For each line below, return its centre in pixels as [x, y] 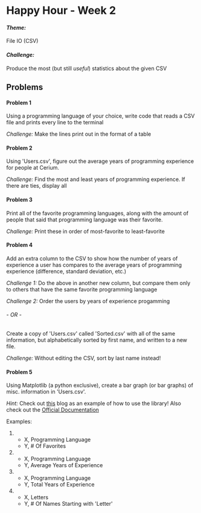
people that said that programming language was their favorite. [85, 219]
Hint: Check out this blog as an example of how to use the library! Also [94, 403]
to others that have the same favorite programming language [82, 289]
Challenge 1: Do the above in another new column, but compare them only [98, 283]
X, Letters [36, 497]
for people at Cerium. [33, 168]
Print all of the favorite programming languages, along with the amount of [97, 213]
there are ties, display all [37, 186]
